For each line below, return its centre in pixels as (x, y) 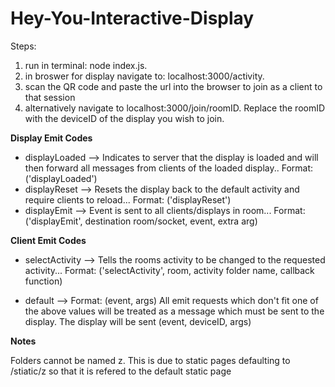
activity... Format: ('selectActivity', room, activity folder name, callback (169, 270)
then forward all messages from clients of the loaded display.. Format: (169, 168)
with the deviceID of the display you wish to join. (124, 118)
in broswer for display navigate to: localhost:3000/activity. (144, 76)
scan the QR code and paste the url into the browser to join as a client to (173, 86)
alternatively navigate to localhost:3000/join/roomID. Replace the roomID (175, 108)
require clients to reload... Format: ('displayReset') (128, 199)
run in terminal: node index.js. (86, 65)
